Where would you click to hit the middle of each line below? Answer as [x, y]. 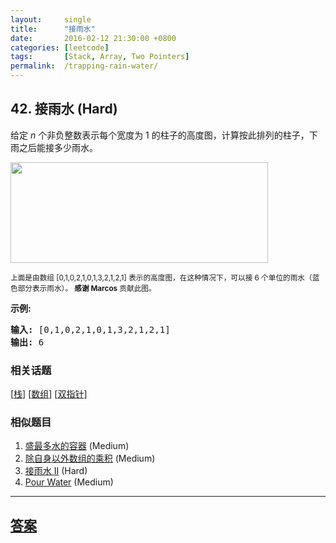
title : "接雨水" [53, 29]
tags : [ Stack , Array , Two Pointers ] [100, 57]
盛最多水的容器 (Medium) [77, 446]
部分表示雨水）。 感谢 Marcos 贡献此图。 [87, 288]
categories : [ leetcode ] [60, 47]
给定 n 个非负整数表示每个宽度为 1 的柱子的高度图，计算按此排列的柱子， [160, 135]
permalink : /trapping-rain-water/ [84, 66]
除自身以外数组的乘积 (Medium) [90, 458]
